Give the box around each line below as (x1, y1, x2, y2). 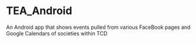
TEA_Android (6, 4, 72, 18)
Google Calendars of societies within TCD (6, 29, 108, 37)
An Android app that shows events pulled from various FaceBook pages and (6, 24, 191, 31)
